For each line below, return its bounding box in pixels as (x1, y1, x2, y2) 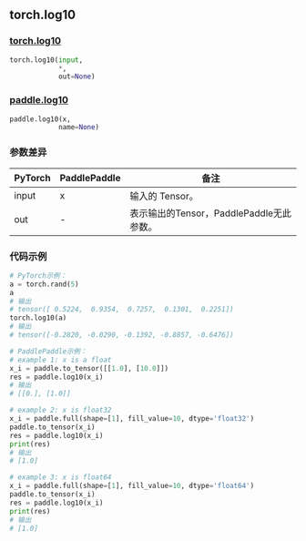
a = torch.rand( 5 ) (9, 280, 79, 289)
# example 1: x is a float (9, 355, 112, 364)
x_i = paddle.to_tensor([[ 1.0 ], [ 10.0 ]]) (9, 363, 169, 373)
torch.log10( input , (9, 55, 84, 65)
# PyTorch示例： (9, 270, 67, 281)
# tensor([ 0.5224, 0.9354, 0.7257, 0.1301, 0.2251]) (9, 305, 234, 314)
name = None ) (57, 123, 100, 132)
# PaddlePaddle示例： (9, 346, 87, 356)
